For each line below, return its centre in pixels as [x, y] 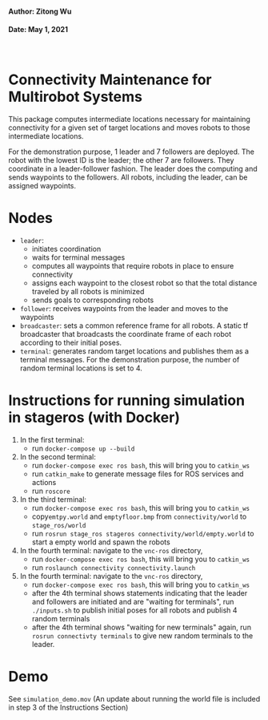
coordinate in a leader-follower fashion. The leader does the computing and [133, 168]
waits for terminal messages [78, 257]
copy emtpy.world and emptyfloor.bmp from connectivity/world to [139, 516]
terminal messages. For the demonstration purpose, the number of [130, 359]
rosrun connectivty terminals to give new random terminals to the [142, 635]
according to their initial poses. [71, 342]
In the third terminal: [53, 499]
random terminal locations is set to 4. [81, 368]
